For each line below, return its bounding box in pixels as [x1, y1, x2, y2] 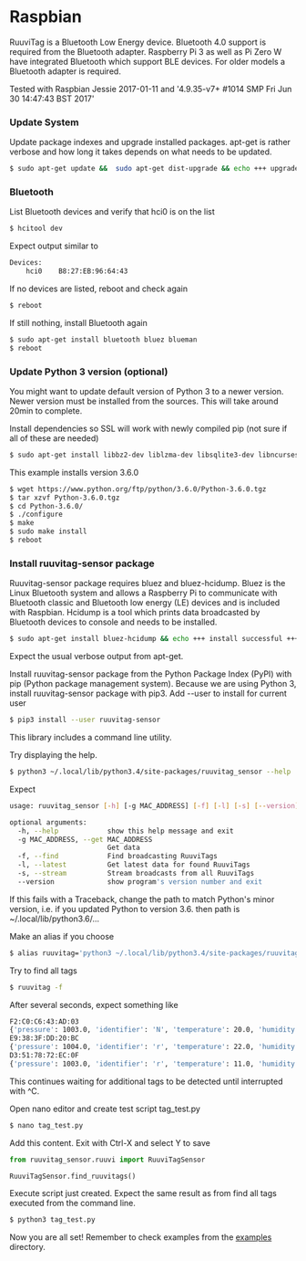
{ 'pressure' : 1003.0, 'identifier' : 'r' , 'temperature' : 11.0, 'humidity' [9, 1059, 300, 1068]
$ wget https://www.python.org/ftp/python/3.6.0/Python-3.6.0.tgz [9, 484, 267, 494]
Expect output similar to [9, 240, 98, 252]
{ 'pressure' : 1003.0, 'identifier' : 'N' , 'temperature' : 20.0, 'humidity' [9, 1025, 300, 1035]
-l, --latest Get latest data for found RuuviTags [17, 860, 250, 869]
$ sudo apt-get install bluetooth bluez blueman [9, 335, 198, 344]
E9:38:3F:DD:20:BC [9, 1034, 79, 1043]
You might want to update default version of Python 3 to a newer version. [9, 385, 284, 396]
